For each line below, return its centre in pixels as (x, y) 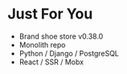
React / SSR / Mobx (51, 62)
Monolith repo (42, 44)
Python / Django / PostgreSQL (69, 53)
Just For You (50, 14)
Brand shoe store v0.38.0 (61, 36)
